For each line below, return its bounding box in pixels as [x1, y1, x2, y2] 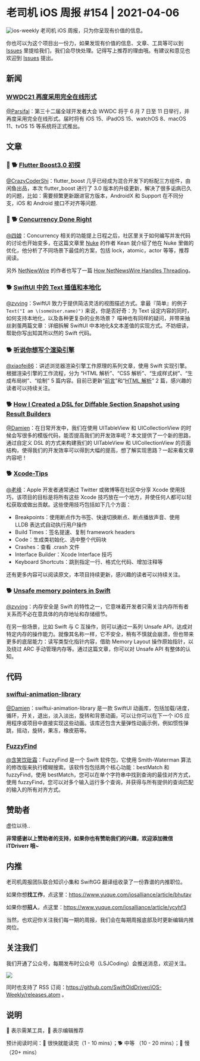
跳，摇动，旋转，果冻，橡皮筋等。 [6, 726, 90, 734]
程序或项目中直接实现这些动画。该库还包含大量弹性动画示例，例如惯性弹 [11, 719, 189, 726]
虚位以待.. [6, 822, 31, 829]
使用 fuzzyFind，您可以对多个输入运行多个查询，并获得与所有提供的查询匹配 [6, 779, 194, 786]
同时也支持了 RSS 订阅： [6, 984, 67, 991]
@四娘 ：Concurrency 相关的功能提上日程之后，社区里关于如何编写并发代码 [6, 232, 191, 239]
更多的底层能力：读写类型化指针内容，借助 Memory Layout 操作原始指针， [6, 638, 189, 645]
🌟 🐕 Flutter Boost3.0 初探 [6, 161, 81, 169]
